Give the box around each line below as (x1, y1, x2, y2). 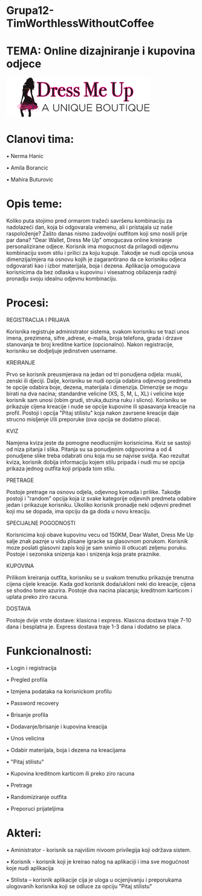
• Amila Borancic (6, 164, 48, 171)
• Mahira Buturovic (6, 176, 53, 183)
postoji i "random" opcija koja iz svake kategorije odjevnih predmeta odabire (6, 495, 197, 502)
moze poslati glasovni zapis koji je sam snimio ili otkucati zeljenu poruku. (6, 544, 187, 551)
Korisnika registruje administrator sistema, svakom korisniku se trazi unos (6, 328, 189, 335)
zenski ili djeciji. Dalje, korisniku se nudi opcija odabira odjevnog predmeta (6, 377, 192, 384)
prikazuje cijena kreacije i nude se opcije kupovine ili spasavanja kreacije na (6, 403, 195, 410)
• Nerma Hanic (6, 153, 44, 160)
